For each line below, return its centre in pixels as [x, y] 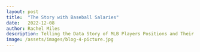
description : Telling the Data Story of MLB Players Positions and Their [100, 34]
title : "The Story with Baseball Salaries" [63, 17]
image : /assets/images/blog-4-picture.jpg [60, 39]
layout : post [22, 12]
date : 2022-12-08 [31, 23]
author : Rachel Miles [33, 28]
